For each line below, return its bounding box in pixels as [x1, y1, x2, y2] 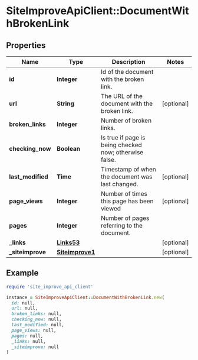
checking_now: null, [11, 316, 62, 323]
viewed [101, 205, 121, 212]
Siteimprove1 [57, 248, 95, 256]
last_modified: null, [11, 322, 65, 328]
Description [111, 58, 146, 66]
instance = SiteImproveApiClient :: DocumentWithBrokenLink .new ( [6, 294, 165, 300]
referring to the [101, 222, 143, 229]
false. [101, 155, 116, 164]
